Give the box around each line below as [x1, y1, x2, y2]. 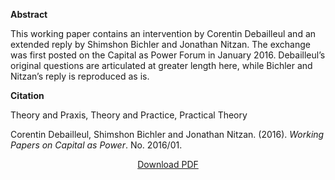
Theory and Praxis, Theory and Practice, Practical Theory [10, 109, 248, 121]
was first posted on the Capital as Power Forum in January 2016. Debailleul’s [10, 49, 326, 61]
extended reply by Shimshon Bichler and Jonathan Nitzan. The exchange [10, 39, 311, 50]
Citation [10, 90, 45, 101]
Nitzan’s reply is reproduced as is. [10, 70, 150, 82]
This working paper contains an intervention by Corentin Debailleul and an [10, 28, 317, 39]
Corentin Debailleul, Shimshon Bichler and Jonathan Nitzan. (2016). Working [10, 129, 325, 140]
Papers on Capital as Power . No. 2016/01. [10, 139, 183, 151]
